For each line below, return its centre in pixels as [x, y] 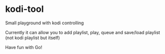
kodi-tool [24, 9]
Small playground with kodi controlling [44, 23]
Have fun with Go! [24, 47]
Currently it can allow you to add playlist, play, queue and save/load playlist [83, 32]
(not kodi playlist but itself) [32, 38]
